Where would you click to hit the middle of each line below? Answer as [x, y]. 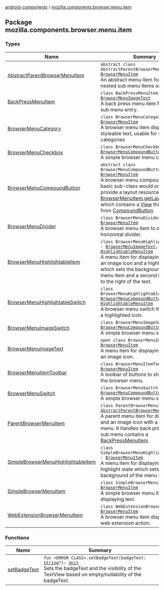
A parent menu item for [127, 416]
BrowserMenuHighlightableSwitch [47, 302]
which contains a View [126, 204]
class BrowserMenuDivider [131, 218]
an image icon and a [123, 263]
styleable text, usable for [129, 133]
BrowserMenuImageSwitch [39, 328]
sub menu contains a [124, 434]
